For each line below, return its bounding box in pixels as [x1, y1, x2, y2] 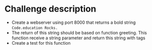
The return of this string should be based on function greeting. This [11, 30, 147, 35]
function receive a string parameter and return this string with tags [11, 35, 146, 41]
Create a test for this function [11, 40, 71, 46]
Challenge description [4, 3, 96, 15]
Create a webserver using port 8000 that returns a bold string [11, 19, 136, 25]
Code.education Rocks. [11, 25, 58, 30]
